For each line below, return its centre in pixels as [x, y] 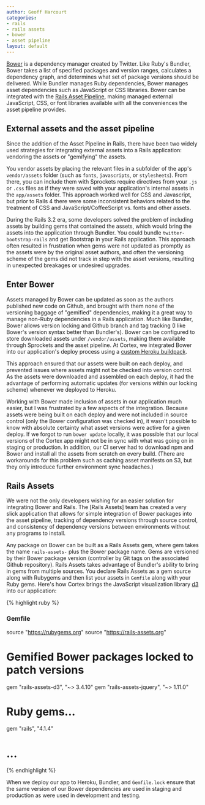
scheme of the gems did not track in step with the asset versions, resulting [100, 259]
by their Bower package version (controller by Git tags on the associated [98, 558]
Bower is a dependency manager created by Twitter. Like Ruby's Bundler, [99, 64]
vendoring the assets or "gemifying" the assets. [66, 157]
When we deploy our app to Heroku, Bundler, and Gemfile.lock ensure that [101, 782]
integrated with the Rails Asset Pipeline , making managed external [90, 96]
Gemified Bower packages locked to [100, 657]
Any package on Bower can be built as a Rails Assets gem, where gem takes [102, 545]
